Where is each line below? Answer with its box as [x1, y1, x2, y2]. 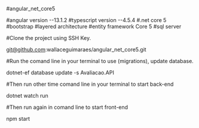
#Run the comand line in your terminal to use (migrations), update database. [6, 58, 194, 64]
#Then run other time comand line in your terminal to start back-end [6, 80, 174, 88]
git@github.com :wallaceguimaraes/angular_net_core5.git [6, 46, 146, 53]
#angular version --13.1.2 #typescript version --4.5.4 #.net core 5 [6, 17, 167, 23]
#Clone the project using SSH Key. [6, 35, 91, 41]
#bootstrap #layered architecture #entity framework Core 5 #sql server [6, 23, 182, 30]
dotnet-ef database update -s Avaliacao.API [6, 69, 115, 76]
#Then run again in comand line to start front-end [6, 104, 128, 111]
